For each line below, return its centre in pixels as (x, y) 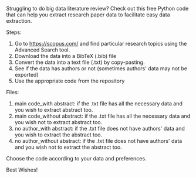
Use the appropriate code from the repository (70, 81)
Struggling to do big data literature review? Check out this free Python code (97, 8)
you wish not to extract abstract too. (58, 122)
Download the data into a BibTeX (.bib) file (65, 56)
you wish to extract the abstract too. (58, 135)
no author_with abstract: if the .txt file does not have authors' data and (99, 129)
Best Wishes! (22, 170)
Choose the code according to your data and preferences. (76, 158)
